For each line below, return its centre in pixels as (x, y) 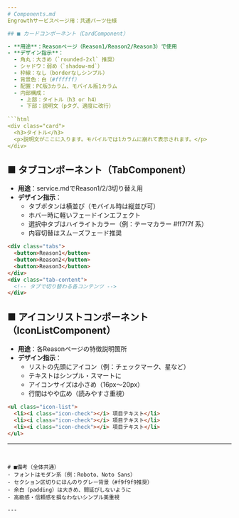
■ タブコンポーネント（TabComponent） (100, 169)
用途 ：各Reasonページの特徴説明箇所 (72, 349)
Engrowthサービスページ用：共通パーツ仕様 (62, 21)
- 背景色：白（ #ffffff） (47, 79)
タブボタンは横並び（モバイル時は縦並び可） (94, 206)
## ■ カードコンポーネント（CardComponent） (68, 34)
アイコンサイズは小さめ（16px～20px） (86, 385)
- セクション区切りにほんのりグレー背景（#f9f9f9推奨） (80, 482)
